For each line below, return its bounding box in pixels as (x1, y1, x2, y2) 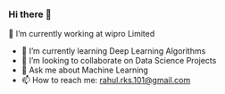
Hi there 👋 (8, 8, 53, 21)
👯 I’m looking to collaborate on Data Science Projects (21, 56, 217, 66)
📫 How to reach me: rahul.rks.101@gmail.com (21, 75, 191, 86)
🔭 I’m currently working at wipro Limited (8, 29, 155, 39)
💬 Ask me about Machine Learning (21, 64, 149, 75)
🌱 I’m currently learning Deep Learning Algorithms (21, 46, 206, 56)
